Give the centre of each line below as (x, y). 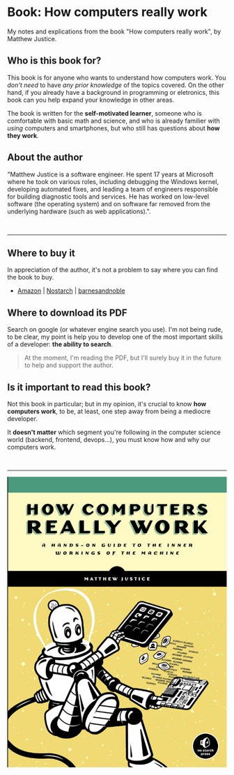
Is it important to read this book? (79, 387)
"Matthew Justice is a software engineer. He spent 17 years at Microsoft (110, 174)
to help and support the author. (69, 365)
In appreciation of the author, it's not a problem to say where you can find (112, 270)
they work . (23, 135)
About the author (45, 158)
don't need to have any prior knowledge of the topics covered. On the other (116, 85)
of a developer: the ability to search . (60, 344)
